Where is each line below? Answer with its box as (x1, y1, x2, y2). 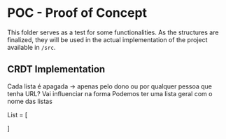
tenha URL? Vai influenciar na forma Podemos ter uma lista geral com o (7, 89, 213, 98)
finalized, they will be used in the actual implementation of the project (7, 35, 208, 44)
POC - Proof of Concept (7, 5, 148, 21)
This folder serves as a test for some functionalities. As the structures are (7, 28, 219, 37)
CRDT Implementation (7, 63, 106, 75)
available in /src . (7, 43, 56, 51)
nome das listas (7, 97, 52, 105)
